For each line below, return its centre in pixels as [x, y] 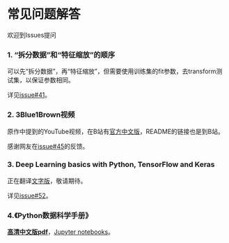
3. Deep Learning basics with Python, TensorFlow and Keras [111, 165]
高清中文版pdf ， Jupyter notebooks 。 [61, 232]
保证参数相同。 [53, 80]
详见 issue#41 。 [29, 95]
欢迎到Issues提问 [32, 35]
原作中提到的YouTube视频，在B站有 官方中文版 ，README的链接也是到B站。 [116, 131]
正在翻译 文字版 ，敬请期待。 [47, 181]
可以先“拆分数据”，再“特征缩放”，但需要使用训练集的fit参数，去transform [112, 71]
